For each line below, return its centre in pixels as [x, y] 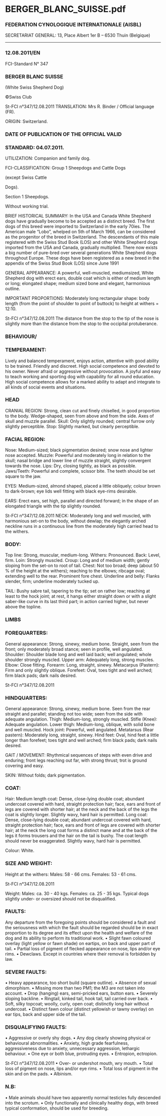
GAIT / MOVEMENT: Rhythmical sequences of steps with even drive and [79, 755]
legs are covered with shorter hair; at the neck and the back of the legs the [81, 809]
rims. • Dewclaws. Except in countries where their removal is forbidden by [81, 954]
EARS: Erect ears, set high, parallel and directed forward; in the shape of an [82, 501]
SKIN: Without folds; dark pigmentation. [45, 775]
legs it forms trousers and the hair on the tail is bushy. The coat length [77, 836]
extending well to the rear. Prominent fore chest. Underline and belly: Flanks [82, 576]
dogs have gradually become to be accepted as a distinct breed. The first [80, 221]
